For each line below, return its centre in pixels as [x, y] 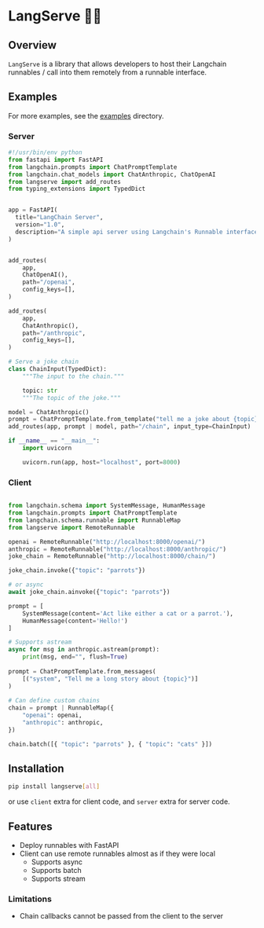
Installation [36, 769]
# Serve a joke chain [44, 362]
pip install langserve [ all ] [54, 787]
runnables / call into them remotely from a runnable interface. [107, 72]
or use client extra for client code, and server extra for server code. [119, 801]
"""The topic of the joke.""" [72, 398]
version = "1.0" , [40, 225]
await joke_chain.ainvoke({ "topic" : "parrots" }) [89, 592]
